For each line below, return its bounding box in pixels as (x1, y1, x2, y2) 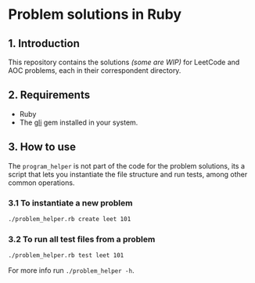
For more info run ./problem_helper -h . (8, 265, 135, 275)
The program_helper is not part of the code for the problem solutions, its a (8, 161, 245, 170)
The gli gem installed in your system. (19, 118, 138, 127)
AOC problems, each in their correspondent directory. (8, 66, 181, 75)
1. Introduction (8, 37, 80, 50)
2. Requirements (8, 89, 91, 102)
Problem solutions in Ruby (8, 5, 182, 24)
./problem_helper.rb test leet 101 (8, 252, 124, 259)
